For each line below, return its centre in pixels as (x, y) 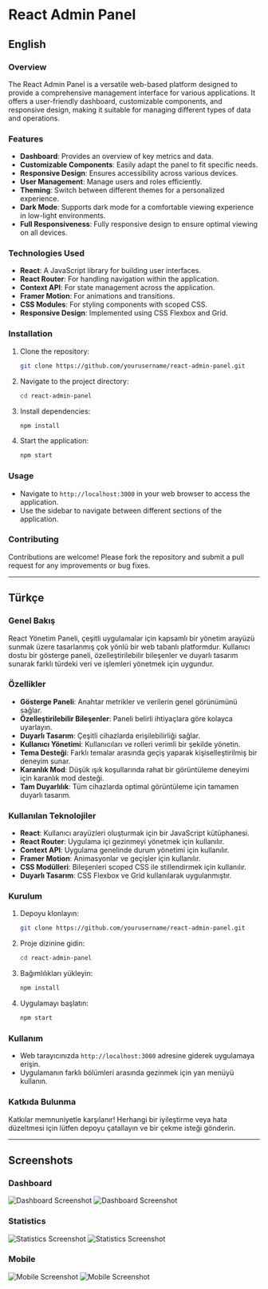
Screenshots (41, 1160)
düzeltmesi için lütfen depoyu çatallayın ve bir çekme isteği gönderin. (122, 1128)
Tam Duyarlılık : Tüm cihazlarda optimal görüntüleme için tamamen (129, 786)
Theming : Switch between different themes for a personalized (122, 190)
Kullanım (26, 1038)
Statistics (27, 1221)
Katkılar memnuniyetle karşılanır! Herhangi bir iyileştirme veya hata (118, 1119)
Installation (31, 334)
